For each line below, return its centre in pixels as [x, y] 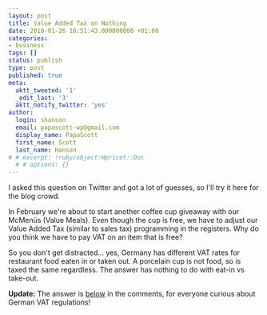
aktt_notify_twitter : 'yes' [62, 105]
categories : [28, 38]
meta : [17, 83]
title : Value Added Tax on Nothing [68, 23]
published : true [35, 75]
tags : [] [23, 53]
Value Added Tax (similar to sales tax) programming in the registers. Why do [134, 228]
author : [21, 113]
